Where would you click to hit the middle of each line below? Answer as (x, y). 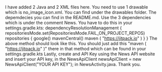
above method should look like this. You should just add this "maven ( (76, 43)
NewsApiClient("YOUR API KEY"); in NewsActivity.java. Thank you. (73, 64)
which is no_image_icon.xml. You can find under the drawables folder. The (81, 12)
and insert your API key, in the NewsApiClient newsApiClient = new (73, 59)
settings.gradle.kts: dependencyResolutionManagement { (63, 28)
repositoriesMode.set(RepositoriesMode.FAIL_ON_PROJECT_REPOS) (75, 33)
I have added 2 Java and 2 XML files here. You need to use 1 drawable (77, 7)
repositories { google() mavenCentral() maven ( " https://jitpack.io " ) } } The (81, 38)
